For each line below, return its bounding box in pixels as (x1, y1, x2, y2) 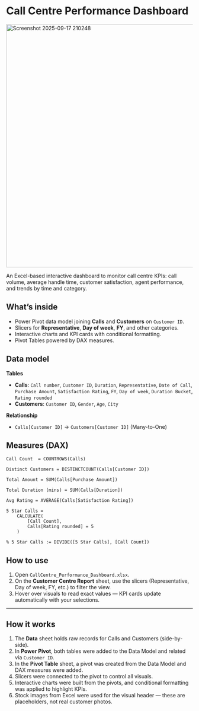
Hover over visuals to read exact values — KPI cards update (14, 590, 161, 598)
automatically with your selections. (14, 596, 99, 603)
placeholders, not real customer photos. (14, 698, 113, 705)
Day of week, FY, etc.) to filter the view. (14, 584, 111, 591)
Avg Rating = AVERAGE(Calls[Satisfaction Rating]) (6, 498, 134, 504)
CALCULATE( (17, 513, 44, 519)
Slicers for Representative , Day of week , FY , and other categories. (14, 324, 179, 331)
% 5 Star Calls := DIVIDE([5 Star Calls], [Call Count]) (6, 539, 150, 545)
